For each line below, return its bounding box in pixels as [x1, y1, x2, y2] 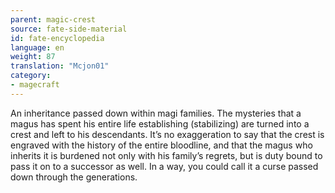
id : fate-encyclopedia [10, 33, 105, 43]
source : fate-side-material [10, 24, 128, 34]
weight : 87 [10, 52, 56, 62]
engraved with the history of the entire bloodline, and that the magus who [10, 139, 313, 151]
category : [10, 71, 52, 81]
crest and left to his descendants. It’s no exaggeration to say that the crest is [10, 128, 325, 140]
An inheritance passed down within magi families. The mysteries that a [10, 107, 302, 119]
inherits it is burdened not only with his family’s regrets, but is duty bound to [10, 149, 323, 161]
